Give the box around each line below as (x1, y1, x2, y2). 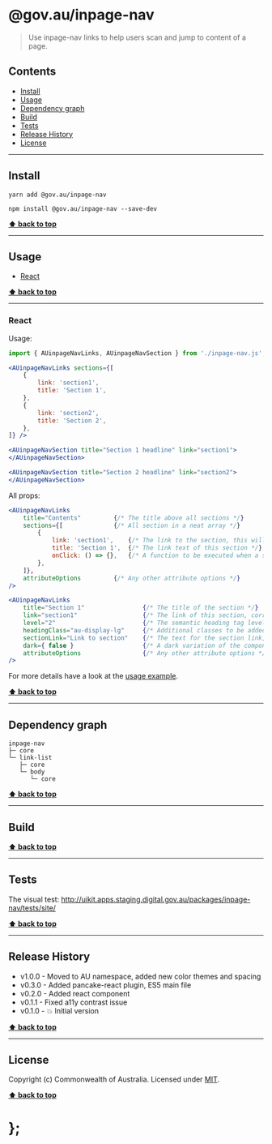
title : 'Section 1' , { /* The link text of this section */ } (51, 544, 263, 552)
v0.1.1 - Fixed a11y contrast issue (19, 997, 128, 1007)
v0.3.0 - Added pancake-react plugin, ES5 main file (19, 979, 192, 990)
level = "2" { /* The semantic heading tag (23, 619, 244, 628)
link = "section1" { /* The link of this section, (23, 611, 249, 619)
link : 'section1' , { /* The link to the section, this (51, 537, 249, 545)
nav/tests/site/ (8, 902, 57, 913)
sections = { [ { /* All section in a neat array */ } (23, 521, 241, 529)
